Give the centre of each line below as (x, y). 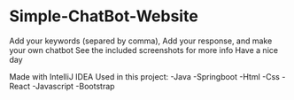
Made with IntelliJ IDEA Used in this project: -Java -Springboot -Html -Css (145, 76)
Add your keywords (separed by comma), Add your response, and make (141, 41)
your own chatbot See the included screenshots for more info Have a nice (144, 50)
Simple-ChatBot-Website (104, 16)
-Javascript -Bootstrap (73, 86)
